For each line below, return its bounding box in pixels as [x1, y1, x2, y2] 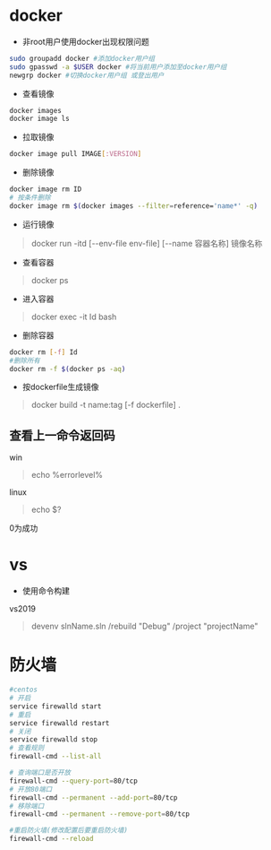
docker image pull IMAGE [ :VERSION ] [9, 150, 142, 159]
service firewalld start [9, 701, 102, 711]
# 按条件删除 [9, 194, 51, 203]
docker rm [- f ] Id [9, 347, 78, 357]
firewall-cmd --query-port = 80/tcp [9, 776, 139, 785]
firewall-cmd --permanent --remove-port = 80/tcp [9, 810, 191, 819]
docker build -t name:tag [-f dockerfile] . [30, 400, 181, 411]
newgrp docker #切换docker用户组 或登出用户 [9, 71, 165, 80]
